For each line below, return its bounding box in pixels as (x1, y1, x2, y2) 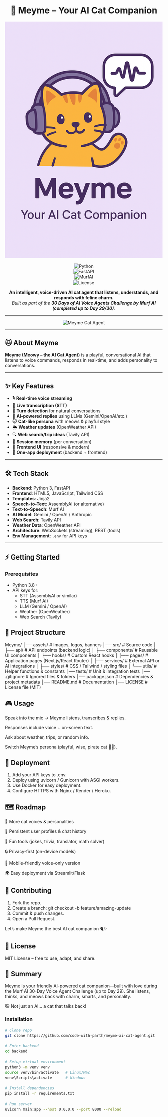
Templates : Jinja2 (12, 496, 50, 502)
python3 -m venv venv (5, 1064, 50, 1070)
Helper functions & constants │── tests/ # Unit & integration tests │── (5, 668, 150, 674)
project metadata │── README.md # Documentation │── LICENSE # (5, 679, 148, 685)
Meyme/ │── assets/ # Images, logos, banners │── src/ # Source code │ (5, 641, 157, 648)
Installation (5, 1016, 33, 1023)
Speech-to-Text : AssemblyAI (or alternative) (12, 501, 104, 507)
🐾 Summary (5, 970, 42, 978)
